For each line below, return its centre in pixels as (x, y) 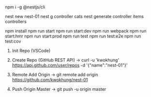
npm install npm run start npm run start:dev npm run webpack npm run (76, 31)
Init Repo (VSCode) (31, 51)
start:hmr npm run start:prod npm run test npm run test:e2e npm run (73, 36)
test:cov (13, 41)
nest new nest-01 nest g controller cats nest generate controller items (75, 16)
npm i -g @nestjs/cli (25, 7)
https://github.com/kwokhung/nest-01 (50, 80)
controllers (16, 22)
